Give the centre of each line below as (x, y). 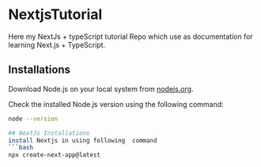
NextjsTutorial (55, 15)
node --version (33, 119)
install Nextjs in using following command (83, 140)
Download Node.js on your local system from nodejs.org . (101, 89)
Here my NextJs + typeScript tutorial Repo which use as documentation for (130, 36)
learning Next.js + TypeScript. (57, 44)
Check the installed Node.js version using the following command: (116, 104)
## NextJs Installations (49, 133)
